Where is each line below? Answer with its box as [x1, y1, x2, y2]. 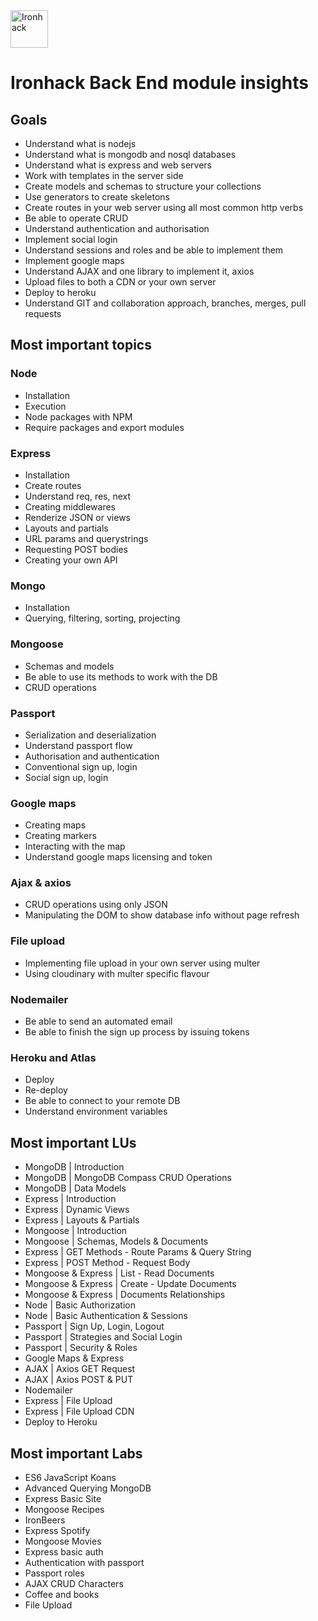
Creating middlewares [24, 500, 116, 513]
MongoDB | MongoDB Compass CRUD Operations [24, 1172, 232, 1184]
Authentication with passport [24, 1556, 145, 1568]
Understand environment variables [24, 1105, 168, 1118]
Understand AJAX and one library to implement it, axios [24, 265, 255, 277]
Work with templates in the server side [24, 170, 184, 181]
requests [24, 308, 62, 319]
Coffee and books [24, 1588, 100, 1600]
